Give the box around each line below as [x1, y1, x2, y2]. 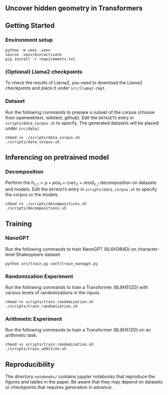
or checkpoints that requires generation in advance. [5, 384, 113, 390]
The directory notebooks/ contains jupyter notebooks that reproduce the [5, 373, 155, 380]
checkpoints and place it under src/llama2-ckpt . [5, 85, 106, 91]
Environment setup [5, 36, 53, 43]
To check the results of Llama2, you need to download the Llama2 [5, 80, 143, 86]
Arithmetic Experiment [5, 315, 62, 322]
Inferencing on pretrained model [5, 153, 109, 162]
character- [137, 246, 160, 252]
